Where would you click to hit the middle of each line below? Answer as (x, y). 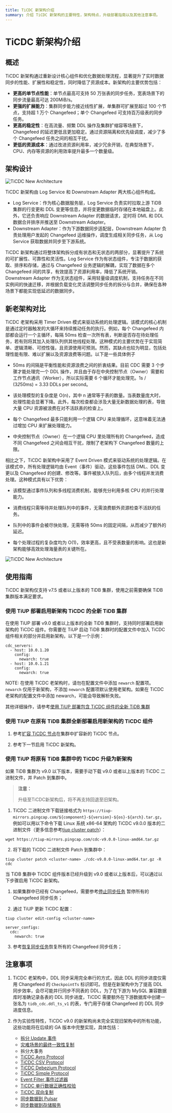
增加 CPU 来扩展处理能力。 (46, 426)
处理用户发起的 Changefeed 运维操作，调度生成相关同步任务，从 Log (90, 235)
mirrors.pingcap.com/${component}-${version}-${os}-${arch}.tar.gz (86, 817)
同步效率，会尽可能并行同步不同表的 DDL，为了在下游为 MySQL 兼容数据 (90, 991)
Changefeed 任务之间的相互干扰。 (55, 138)
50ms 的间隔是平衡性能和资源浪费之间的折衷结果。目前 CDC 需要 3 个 (86, 365)
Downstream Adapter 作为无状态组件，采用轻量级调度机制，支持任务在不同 (84, 278)
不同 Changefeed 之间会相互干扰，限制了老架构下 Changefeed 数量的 (86, 443)
